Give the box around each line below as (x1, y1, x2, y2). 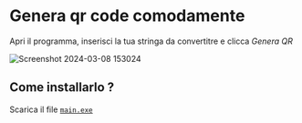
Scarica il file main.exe (9, 104, 93, 115)
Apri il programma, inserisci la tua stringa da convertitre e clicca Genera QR (9, 36, 294, 46)
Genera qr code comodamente (9, 5, 245, 26)
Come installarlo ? (9, 79, 115, 96)
